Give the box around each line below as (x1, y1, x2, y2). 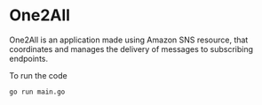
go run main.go (9, 87, 66, 96)
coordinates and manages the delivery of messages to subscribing (9, 43, 254, 54)
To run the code (9, 70, 68, 80)
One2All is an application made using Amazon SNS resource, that (9, 34, 249, 45)
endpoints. (9, 53, 49, 64)
